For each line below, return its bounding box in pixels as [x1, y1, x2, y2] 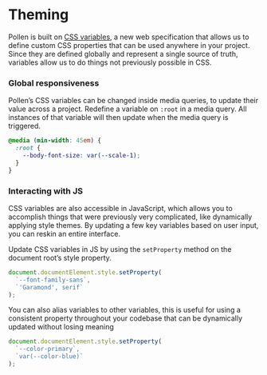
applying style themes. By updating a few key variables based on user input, [8, 220, 259, 229]
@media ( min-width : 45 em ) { [8, 137, 102, 145]
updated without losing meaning [8, 322, 114, 332]
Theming [8, 6, 69, 24]
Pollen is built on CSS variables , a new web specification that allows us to [8, 32, 249, 42]
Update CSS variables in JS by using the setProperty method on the [8, 244, 232, 253]
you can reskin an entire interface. [8, 229, 121, 238]
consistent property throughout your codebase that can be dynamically [8, 313, 243, 323]
